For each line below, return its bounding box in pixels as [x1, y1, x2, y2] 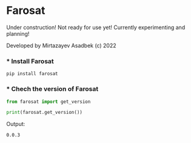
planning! [6, 30, 30, 37]
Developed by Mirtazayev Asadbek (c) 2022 [6, 42, 116, 49]
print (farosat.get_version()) [6, 110, 83, 116]
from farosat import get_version [6, 98, 91, 105]
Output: [6, 121, 25, 128]
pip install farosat [6, 71, 59, 77]
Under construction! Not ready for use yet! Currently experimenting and [6, 24, 186, 31]
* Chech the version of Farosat [6, 85, 99, 93]
